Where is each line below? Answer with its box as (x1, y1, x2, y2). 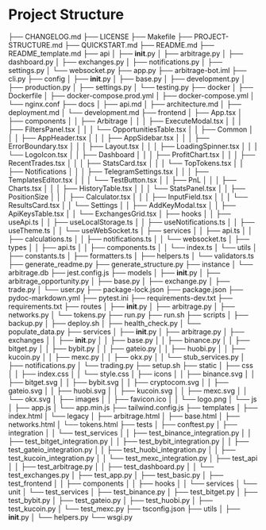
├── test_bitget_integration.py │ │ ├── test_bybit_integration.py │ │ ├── (8, 436, 249, 446)
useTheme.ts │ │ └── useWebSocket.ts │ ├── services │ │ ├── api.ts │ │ (8, 225, 253, 235)
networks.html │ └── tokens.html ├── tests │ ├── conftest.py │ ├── (8, 419, 238, 429)
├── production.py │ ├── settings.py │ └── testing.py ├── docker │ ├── (8, 82, 254, 92)
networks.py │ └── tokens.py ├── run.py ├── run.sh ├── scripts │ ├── (8, 309, 249, 319)
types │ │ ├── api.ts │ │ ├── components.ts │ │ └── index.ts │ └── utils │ (8, 242, 258, 252)
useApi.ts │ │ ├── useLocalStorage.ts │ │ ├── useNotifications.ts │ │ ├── (8, 217, 256, 227)
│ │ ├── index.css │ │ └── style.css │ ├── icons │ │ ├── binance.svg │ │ (8, 369, 256, 378)
